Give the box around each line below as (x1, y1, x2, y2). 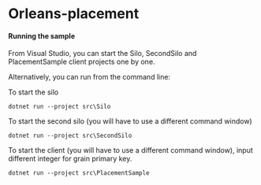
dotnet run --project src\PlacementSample (8, 169, 150, 177)
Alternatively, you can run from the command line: (8, 72, 171, 82)
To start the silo (8, 87, 59, 97)
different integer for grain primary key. (8, 154, 132, 164)
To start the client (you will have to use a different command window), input (8, 146, 254, 155)
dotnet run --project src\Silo (8, 103, 111, 111)
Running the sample (8, 31, 76, 40)
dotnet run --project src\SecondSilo (8, 131, 132, 140)
